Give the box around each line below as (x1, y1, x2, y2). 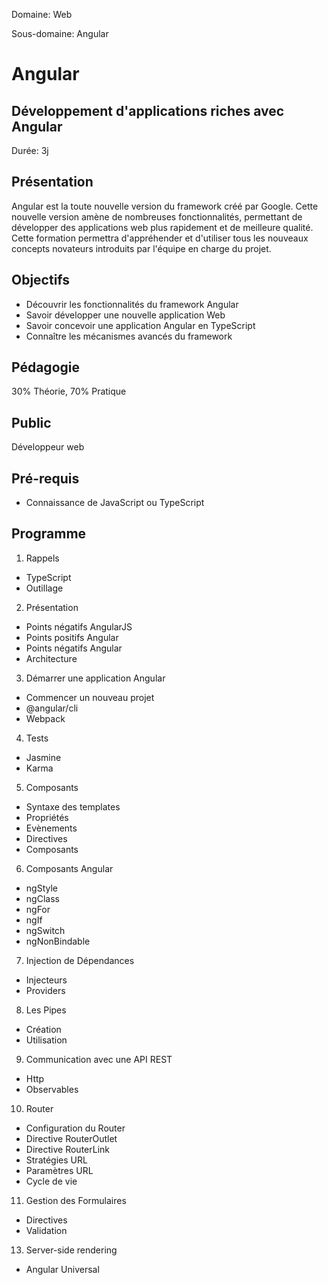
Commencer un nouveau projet (25, 691, 155, 703)
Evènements (25, 822, 78, 834)
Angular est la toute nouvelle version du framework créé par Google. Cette (11, 200, 319, 212)
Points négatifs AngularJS (25, 620, 133, 633)
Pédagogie (11, 359, 80, 376)
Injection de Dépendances (25, 954, 135, 966)
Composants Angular (25, 862, 114, 874)
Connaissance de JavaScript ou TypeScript (25, 497, 205, 509)
